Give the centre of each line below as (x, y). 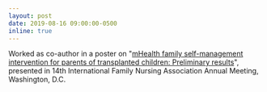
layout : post (30, 16)
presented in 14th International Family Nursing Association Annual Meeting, (133, 71)
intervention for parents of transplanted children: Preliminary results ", (124, 62)
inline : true (30, 31)
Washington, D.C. (37, 79)
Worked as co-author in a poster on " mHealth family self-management (126, 54)
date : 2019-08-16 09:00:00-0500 (63, 23)
